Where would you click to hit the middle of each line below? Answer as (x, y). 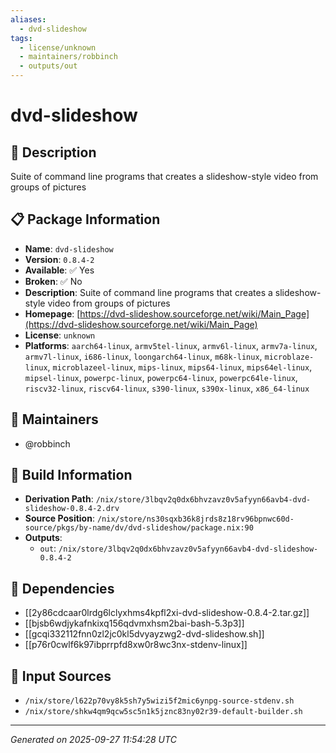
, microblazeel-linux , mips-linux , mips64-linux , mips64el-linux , (180, 367)
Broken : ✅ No (53, 281)
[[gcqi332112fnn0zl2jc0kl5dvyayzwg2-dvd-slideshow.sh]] (144, 634)
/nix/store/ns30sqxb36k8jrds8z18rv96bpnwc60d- (195, 519)
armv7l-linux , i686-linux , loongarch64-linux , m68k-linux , (143, 356)
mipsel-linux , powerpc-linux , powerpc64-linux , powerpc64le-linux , (161, 377)
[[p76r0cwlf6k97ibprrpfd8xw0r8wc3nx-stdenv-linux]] (136, 645)
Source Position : (59, 518)
